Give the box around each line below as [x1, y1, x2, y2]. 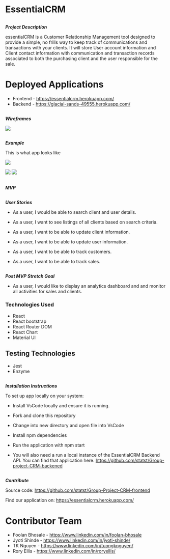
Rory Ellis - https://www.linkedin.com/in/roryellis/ [12, 548, 116, 554]
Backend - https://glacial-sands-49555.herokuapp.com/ [12, 101, 131, 107]
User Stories [5, 200, 32, 206]
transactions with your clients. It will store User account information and [5, 44, 156, 50]
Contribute [5, 478, 29, 484]
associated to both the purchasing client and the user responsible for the [5, 55, 158, 62]
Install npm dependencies [12, 432, 67, 438]
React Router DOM [12, 323, 52, 329]
